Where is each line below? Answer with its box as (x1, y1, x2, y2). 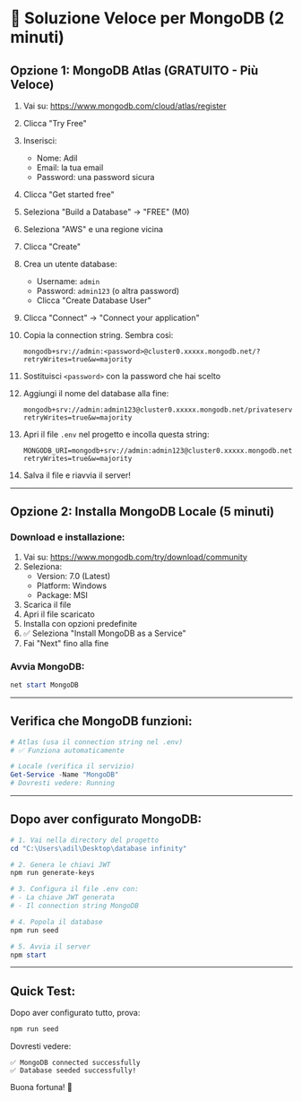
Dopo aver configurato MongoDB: (10, 811, 203, 828)
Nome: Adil (36, 152, 78, 163)
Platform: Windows (36, 580, 107, 591)
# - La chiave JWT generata (10, 893, 116, 902)
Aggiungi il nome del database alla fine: (22, 388, 169, 398)
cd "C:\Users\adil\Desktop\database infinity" (10, 844, 187, 853)
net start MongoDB (10, 681, 79, 689)
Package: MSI (36, 589, 89, 600)
